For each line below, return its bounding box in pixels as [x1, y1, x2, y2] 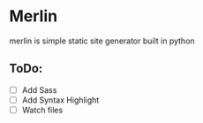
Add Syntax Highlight [21, 95, 100, 105]
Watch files [21, 104, 64, 115]
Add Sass [21, 84, 57, 95]
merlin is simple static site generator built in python [9, 35, 196, 46]
